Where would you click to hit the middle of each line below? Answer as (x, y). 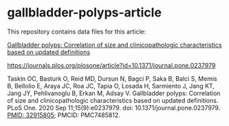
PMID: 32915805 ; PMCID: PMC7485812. (64, 115)
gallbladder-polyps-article (84, 13)
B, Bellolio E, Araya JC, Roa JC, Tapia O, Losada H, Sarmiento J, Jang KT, (111, 86)
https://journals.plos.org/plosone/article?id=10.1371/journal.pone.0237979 (111, 65)
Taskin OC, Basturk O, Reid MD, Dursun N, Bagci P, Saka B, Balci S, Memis (112, 78)
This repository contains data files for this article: (77, 32)
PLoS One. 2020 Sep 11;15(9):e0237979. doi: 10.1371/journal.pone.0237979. (114, 108)
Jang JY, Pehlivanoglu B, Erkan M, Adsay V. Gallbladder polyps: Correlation (114, 93)
